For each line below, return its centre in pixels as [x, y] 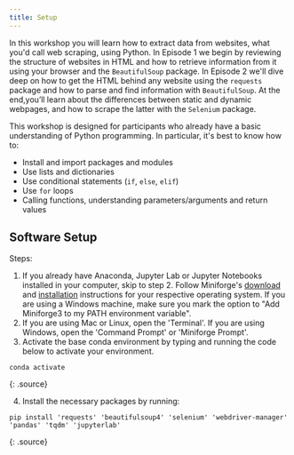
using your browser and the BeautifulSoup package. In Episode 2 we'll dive [147, 71]
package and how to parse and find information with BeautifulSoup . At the [145, 90]
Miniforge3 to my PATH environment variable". [107, 314]
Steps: [21, 259]
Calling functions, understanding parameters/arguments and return [145, 200]
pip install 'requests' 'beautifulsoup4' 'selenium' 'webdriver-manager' [149, 418]
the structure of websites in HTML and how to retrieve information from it [143, 61]
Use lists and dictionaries [68, 172]
